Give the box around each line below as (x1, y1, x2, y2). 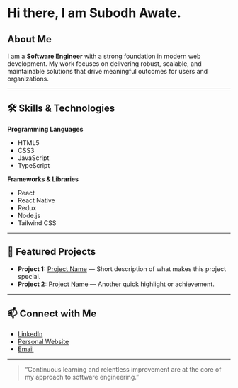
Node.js (17, 211, 41, 219)
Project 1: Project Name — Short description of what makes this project (17, 264, 227, 273)
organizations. (7, 74, 50, 83)
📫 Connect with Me (7, 308, 97, 320)
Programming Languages (7, 125, 84, 133)
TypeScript (17, 161, 50, 169)
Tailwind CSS (17, 218, 57, 227)
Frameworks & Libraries (7, 175, 79, 183)
